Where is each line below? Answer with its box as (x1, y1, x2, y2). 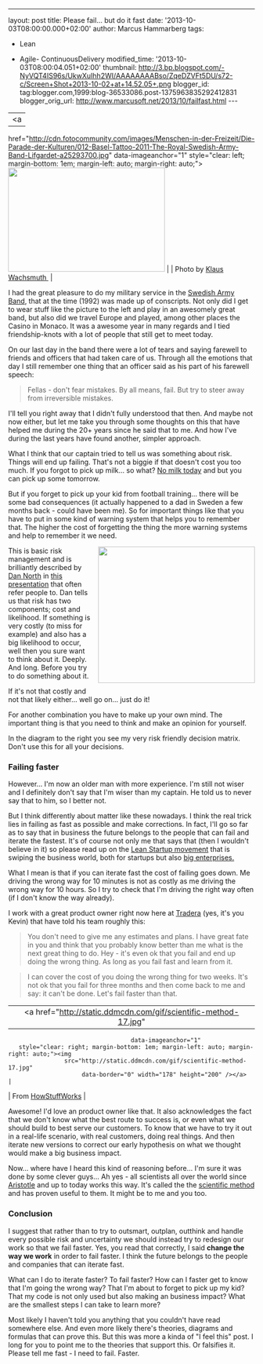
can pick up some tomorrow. (8, 474, 100, 483)
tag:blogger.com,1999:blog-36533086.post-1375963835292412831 (19, 88, 237, 97)
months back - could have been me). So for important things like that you (8, 506, 244, 515)
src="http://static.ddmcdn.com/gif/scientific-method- (63, 1057, 247, 1065)
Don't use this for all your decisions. (8, 742, 124, 751)
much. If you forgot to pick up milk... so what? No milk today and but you (8, 466, 243, 475)
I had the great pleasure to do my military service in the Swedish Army (8, 288, 235, 297)
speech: (8, 370, 34, 379)
